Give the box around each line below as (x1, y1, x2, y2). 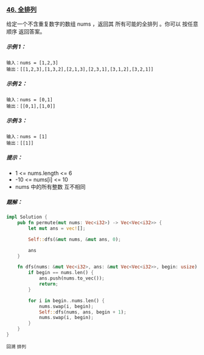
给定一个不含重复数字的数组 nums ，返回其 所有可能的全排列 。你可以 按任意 (6, 20, 199, 28)
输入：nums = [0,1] (6, 97, 53, 103)
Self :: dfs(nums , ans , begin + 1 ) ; (38, 309, 127, 315)
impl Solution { (6, 214, 47, 220)
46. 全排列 (6, 5, 37, 13)
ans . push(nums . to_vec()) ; (38, 275, 105, 281)
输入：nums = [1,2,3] (6, 60, 58, 66)
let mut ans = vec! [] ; (28, 225, 86, 231)
